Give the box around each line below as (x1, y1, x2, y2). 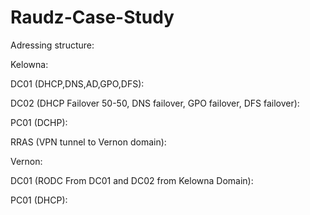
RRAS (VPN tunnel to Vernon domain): (10, 136, 167, 148)
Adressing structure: (10, 39, 95, 51)
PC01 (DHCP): (10, 194, 68, 206)
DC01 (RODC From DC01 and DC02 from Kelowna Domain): (10, 174, 254, 186)
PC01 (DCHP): (10, 116, 68, 128)
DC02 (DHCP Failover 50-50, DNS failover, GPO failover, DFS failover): (10, 97, 300, 109)
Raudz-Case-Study (10, 6, 175, 29)
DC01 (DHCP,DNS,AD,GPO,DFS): (10, 77, 145, 90)
